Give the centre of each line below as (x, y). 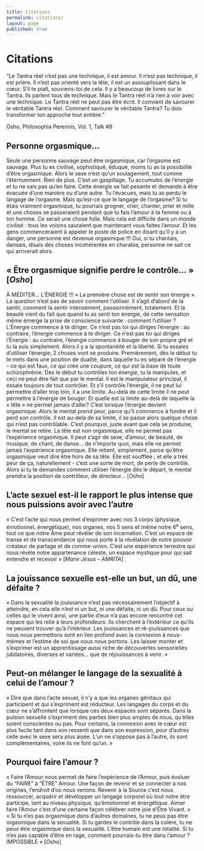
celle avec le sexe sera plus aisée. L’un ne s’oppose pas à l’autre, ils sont (97, 736)
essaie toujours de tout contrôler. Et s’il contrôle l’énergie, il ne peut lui (94, 385)
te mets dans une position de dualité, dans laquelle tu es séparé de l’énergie (101, 359)
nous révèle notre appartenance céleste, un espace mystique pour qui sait (99, 553)
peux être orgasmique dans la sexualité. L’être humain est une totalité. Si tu (100, 828)
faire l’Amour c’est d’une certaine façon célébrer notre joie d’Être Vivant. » (98, 809)
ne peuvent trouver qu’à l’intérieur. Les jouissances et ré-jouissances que (98, 628)
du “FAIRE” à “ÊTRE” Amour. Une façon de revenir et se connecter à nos (97, 783)
